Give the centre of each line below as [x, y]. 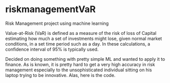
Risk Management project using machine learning [57, 23]
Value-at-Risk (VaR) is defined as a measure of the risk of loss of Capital [81, 33]
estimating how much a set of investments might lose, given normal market [84, 38]
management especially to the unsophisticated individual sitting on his [79, 70]
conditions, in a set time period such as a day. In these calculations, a [78, 44]
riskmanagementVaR [50, 9]
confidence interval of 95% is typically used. [52, 49]
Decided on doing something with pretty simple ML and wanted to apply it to [85, 59]
